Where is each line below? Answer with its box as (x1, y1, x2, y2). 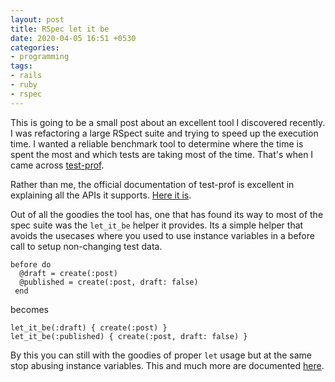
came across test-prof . (10, 159, 105, 171)
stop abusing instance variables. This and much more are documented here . (10, 359, 325, 371)
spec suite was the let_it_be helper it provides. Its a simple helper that (10, 219, 304, 231)
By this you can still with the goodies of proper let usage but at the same (10, 349, 312, 361)
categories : (10, 42, 60, 53)
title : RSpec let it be (10, 24, 110, 34)
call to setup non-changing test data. (10, 240, 163, 252)
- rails (10, 71, 43, 81)
